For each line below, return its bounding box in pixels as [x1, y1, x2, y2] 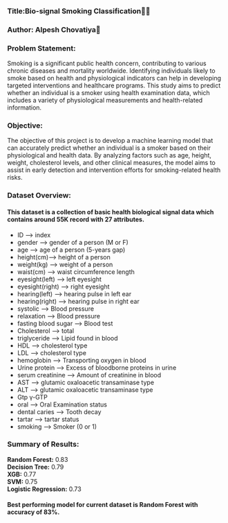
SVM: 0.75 [7, 477, 38, 486]
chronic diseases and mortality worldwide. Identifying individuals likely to [7, 67, 216, 75]
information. [7, 103, 42, 112]
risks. [7, 173, 23, 182]
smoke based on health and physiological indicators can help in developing [7, 74, 222, 83]
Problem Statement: [7, 43, 76, 53]
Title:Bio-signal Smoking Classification [7, 6, 142, 16]
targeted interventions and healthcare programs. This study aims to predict [7, 81, 221, 89]
